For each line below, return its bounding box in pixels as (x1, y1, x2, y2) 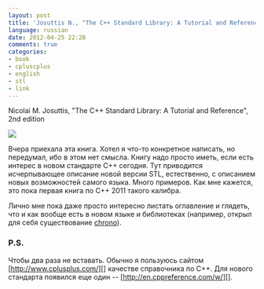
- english (8, 70, 41, 78)
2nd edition (8, 115, 46, 124)
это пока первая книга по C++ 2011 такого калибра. (8, 186, 181, 196)
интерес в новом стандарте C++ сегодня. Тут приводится (8, 161, 203, 170)
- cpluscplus (8, 63, 51, 71)
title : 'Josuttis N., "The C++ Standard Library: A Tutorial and (8, 19, 226, 27)
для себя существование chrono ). (8, 218, 122, 228)
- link (8, 84, 30, 93)
